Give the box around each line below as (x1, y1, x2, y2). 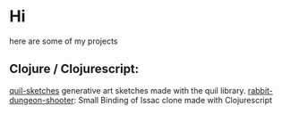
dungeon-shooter (9, 94, 74, 105)
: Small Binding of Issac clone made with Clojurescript (73, 94, 273, 105)
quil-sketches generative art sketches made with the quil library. (9, 85, 246, 95)
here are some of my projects (9, 36, 118, 46)
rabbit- (247, 85, 273, 95)
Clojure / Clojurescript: (9, 61, 140, 77)
